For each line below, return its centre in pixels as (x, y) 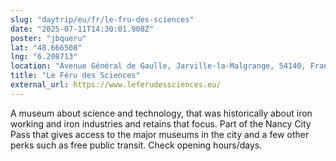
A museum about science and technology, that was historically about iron (161, 113)
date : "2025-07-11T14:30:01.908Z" (82, 29)
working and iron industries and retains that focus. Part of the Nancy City (161, 123)
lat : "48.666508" (46, 47)
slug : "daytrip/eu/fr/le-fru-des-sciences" (102, 19)
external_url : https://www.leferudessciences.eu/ (116, 85)
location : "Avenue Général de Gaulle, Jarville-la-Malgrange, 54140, (158, 66)
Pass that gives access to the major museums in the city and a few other (160, 134)
